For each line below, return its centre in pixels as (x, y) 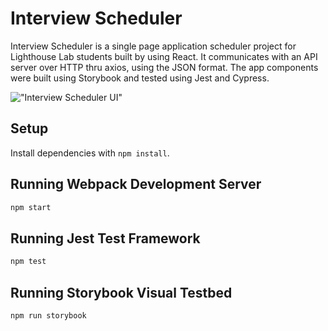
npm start (31, 207)
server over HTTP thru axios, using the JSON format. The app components (164, 67)
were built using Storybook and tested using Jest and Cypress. (140, 78)
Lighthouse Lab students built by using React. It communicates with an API (164, 56)
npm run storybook (48, 315)
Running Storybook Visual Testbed (121, 292)
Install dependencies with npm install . (90, 153)
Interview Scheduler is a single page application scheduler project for (153, 46)
